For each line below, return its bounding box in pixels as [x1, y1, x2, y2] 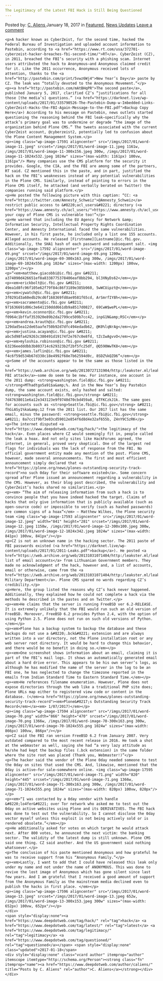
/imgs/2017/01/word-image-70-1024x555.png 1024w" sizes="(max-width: [5, 723, 149, 728]
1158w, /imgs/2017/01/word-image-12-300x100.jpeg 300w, [35, 524, 151, 529]
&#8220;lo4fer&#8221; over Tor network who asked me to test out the [5, 801, 149, 806]
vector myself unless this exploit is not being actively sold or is [5, 816, 149, 821]
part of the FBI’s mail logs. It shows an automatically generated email [5, 655, 158, 660]
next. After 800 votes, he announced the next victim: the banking [5, 831, 145, 835]
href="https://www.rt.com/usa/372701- [61, 47, 140, 52]
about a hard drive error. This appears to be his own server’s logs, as [5, 660, 158, 665]
